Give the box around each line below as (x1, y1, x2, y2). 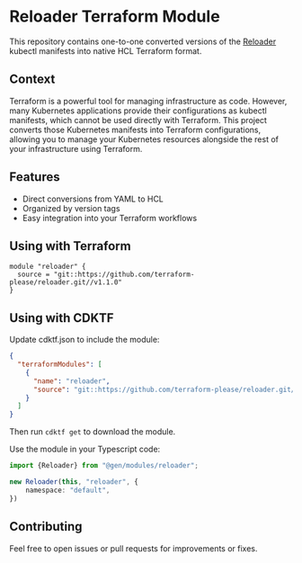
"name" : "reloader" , (32, 376, 111, 386)
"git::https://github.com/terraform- (53, 270, 195, 280)
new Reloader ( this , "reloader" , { (9, 478, 139, 487)
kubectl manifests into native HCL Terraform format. (9, 45, 202, 56)
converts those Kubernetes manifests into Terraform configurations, (9, 124, 262, 135)
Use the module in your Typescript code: (9, 443, 161, 455)
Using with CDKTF (9, 310, 114, 326)
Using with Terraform (9, 238, 132, 254)
